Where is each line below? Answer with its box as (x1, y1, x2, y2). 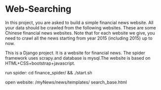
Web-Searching (5, 3, 72, 15)
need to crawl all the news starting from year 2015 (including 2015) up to (5, 35, 153, 41)
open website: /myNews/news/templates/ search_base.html (5, 79, 127, 85)
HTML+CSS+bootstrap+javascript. (5, 60, 76, 66)
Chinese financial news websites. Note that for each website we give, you (5, 30, 156, 36)
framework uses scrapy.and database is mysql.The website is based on (5, 55, 151, 61)
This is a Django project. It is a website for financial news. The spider (5, 50, 146, 56)
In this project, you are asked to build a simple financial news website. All (5, 20, 154, 25)
